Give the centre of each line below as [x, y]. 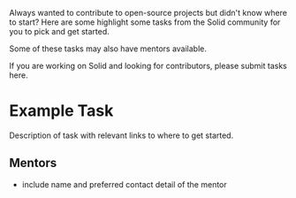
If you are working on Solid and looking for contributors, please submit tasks [148, 66]
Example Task [61, 111]
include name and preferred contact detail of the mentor [124, 184]
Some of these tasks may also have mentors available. [108, 49]
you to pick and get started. [60, 31]
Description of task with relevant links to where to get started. [121, 135]
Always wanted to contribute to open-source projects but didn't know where [148, 13]
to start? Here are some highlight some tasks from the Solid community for [145, 22]
